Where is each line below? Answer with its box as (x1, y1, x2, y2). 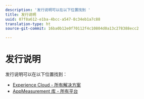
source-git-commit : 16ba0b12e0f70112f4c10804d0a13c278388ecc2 (5, 26, 139, 31)
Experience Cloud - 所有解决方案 (12, 82, 81, 88)
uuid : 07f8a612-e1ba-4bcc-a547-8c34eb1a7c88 (5, 17, 101, 22)
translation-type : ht (5, 21, 51, 27)
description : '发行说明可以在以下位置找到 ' (5, 7, 91, 13)
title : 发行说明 (5, 12, 36, 17)
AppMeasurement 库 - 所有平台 (12, 88, 78, 94)
